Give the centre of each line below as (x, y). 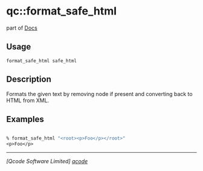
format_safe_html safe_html (42, 61)
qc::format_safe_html (61, 11)
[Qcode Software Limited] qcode (47, 161)
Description (29, 79)
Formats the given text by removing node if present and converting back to (99, 94)
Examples (25, 119)
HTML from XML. (28, 100)
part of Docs (22, 28)
